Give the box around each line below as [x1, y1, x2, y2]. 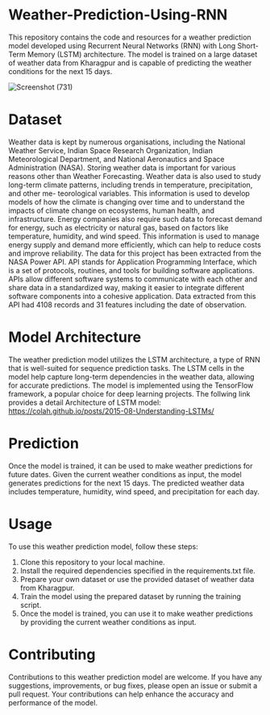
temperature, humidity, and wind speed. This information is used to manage [8, 231, 260, 241]
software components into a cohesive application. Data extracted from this [8, 291, 256, 301]
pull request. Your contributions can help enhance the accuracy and [8, 689, 234, 699]
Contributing [8, 645, 96, 663]
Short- [237, 40, 260, 50]
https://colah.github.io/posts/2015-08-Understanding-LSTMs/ [8, 405, 215, 416]
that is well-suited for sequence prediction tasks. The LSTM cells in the [8, 363, 245, 372]
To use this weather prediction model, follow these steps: [8, 542, 199, 551]
